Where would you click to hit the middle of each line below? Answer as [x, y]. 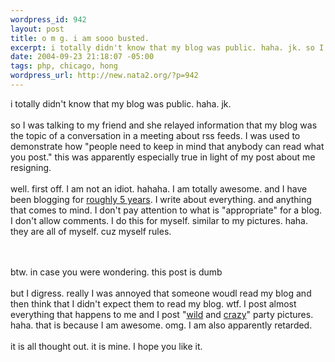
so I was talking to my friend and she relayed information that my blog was [164, 125]
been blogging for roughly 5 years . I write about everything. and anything [161, 199]
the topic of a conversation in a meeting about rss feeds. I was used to [155, 135]
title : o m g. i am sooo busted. [80, 38]
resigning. [31, 167]
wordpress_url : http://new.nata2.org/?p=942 [104, 76]
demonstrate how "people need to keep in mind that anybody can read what [167, 146]
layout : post [37, 29]
